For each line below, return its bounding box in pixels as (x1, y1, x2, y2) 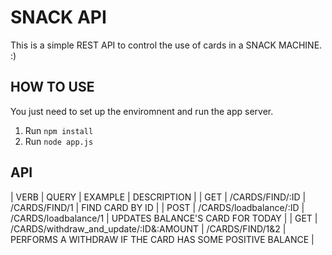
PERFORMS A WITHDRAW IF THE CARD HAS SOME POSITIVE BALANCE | (10, 233, 315, 245)
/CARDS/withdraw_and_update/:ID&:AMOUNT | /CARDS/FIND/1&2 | (10, 222, 287, 235)
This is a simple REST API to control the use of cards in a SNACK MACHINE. (10, 39, 323, 51)
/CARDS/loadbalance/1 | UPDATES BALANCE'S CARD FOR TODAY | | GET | (10, 212, 318, 224)
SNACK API (10, 6, 107, 29)
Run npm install (24, 124, 94, 136)
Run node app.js (24, 135, 94, 147)
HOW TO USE (10, 79, 95, 96)
